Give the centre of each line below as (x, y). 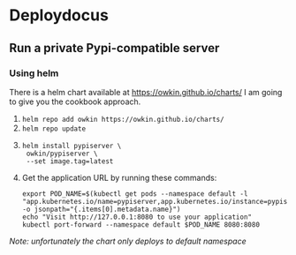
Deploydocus (59, 15)
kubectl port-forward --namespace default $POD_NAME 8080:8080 (141, 225)
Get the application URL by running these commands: (119, 177)
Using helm (34, 73)
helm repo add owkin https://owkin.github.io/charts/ (123, 119)
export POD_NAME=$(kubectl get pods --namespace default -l (135, 194)
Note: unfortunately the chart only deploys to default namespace (128, 241)
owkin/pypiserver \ (62, 154)
